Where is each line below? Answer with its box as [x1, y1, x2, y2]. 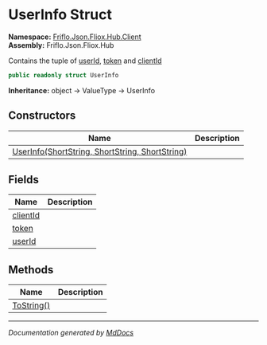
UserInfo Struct [8, 6, 113, 24]
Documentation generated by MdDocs [8, 328, 133, 338]
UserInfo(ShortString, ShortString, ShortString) [12, 146, 188, 157]
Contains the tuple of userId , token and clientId [8, 56, 162, 65]
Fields [8, 173, 40, 186]
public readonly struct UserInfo [8, 71, 119, 79]
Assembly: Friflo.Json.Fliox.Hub [8, 40, 114, 49]
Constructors [8, 109, 76, 123]
